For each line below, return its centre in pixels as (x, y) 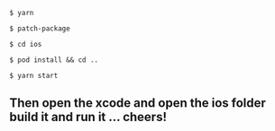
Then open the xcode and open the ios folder (137, 103)
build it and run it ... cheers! (88, 117)
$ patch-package (40, 29)
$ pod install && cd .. (54, 60)
